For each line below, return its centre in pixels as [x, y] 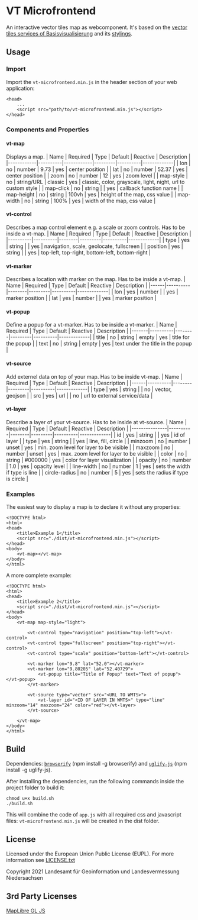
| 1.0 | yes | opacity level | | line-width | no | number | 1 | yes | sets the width [98, 466]
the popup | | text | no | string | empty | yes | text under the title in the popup [99, 344]
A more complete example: [39, 576]
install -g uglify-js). [29, 770]
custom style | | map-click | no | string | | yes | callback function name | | [95, 188]
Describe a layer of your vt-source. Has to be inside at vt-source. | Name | [97, 422]
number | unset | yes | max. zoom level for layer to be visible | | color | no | [97, 453]
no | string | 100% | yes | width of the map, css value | [90, 201]
